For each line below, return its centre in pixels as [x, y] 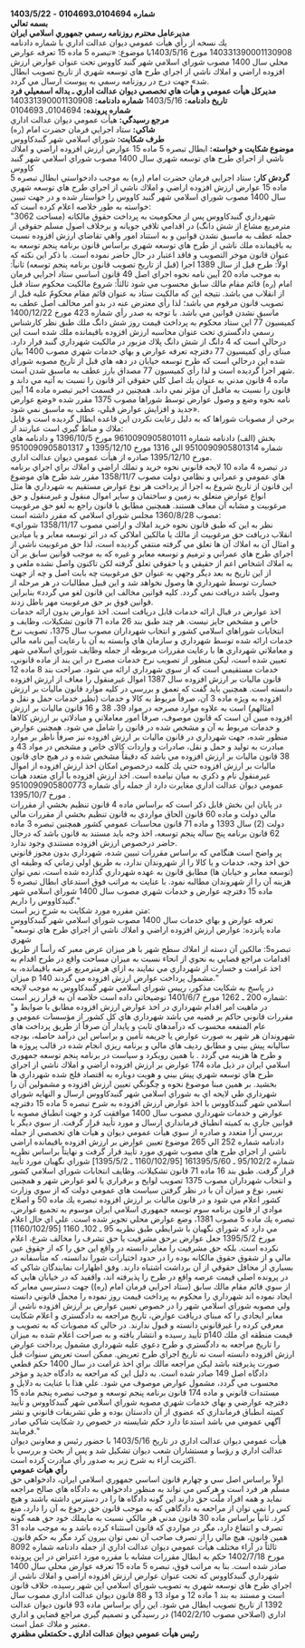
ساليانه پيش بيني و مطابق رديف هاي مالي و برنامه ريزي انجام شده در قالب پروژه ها [150, 1045]
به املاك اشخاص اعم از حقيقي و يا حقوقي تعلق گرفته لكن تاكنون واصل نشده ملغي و [152, 563]
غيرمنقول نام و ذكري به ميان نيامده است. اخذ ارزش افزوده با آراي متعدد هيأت [140, 775]
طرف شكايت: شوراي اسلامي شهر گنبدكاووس [88, 139]
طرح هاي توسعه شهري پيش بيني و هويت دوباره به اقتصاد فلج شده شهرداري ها [142, 1074]
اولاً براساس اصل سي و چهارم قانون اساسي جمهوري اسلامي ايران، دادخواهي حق [147, 1479]
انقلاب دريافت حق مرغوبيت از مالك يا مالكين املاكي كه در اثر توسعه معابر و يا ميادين [151, 534]
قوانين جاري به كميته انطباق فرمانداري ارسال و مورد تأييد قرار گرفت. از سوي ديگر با [152, 1123]
